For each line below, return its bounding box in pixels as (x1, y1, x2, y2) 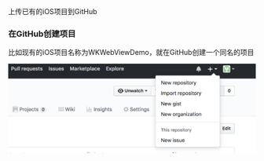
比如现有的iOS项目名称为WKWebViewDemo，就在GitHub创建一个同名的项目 (8, 48, 255, 57)
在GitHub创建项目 (8, 28, 76, 39)
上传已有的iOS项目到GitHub (8, 7, 97, 16)
